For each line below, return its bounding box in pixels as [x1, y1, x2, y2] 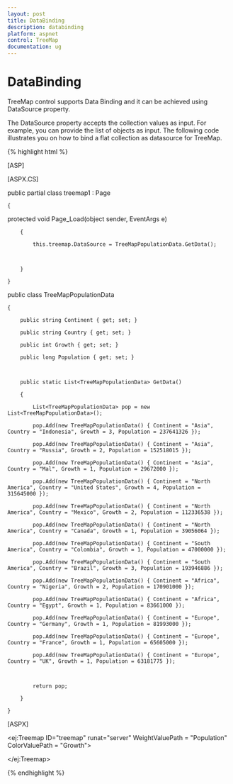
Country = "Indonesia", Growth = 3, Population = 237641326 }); [7, 428, 201, 435]
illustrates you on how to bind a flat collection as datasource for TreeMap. [7, 133, 222, 142]
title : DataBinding [7, 17, 65, 24]
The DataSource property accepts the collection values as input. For [7, 118, 207, 127]
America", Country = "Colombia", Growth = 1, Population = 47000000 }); [7, 546, 227, 553]
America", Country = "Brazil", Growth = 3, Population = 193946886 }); [7, 564, 223, 571]
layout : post [7, 10, 46, 18]
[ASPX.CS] [7, 174, 39, 183]
